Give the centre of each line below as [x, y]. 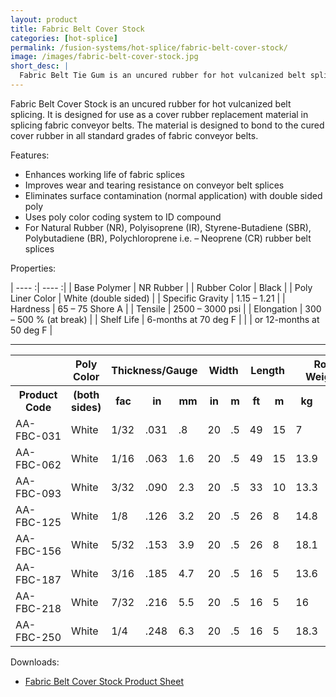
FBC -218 [38, 608]
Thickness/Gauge [154, 370]
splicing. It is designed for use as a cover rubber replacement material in [159, 114]
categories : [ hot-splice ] [64, 38]
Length [267, 370]
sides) [86, 407]
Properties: [33, 268]
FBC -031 [38, 436]
